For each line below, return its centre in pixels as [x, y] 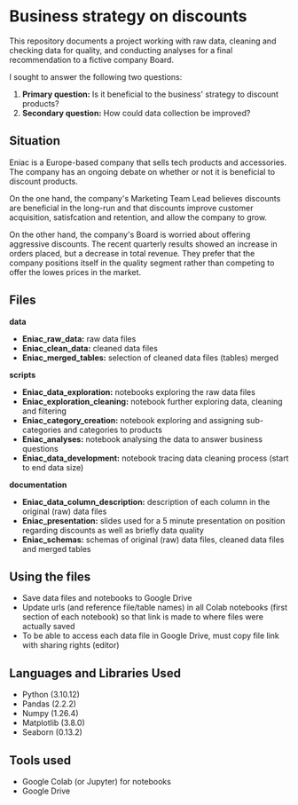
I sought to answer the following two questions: [96, 76]
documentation [38, 485]
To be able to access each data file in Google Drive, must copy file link [150, 635]
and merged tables [56, 549]
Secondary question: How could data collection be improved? [136, 113]
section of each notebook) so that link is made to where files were [143, 617]
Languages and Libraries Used [95, 673]
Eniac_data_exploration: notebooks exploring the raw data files [138, 391]
